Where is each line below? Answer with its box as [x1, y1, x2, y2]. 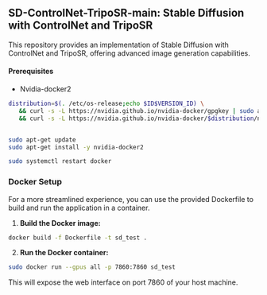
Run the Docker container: [19, 248, 109, 258]
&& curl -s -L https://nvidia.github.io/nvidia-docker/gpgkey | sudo [18, 107, 254, 115]
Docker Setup [8, 177, 62, 188]
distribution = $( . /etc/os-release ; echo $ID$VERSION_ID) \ [8, 99, 204, 108]
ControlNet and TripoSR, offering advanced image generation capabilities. [8, 48, 250, 58]
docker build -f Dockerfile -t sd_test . [8, 234, 148, 242]
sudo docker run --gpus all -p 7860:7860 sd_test [8, 263, 176, 271]
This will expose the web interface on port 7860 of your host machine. [8, 278, 238, 287]
